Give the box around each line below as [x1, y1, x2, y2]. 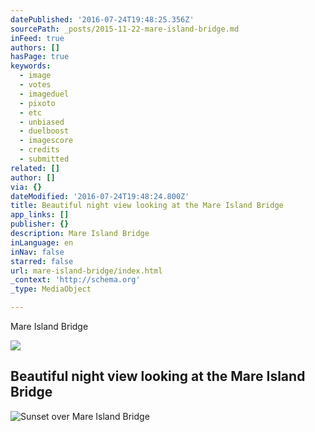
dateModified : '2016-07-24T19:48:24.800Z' [10, 191, 190, 201]
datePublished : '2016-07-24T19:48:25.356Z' [10, 14, 195, 25]
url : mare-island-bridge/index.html [10, 266, 163, 276]
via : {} [10, 182, 43, 192]
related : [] [10, 163, 60, 173]
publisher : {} [10, 219, 70, 230]
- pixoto [19, 98, 56, 108]
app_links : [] [10, 210, 70, 220]
